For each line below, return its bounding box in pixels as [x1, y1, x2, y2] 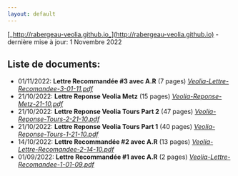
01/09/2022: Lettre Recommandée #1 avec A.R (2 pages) [17, 152, 188, 161]
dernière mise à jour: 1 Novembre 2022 [7, 37, 122, 46]
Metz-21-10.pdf [17, 100, 64, 108]
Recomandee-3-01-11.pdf [17, 85, 94, 93]
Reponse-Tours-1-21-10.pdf [17, 130, 99, 139]
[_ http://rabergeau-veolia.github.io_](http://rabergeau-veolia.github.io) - [7, 30, 219, 38]
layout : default [7, 10, 56, 18]
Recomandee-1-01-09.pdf [17, 160, 95, 169]
